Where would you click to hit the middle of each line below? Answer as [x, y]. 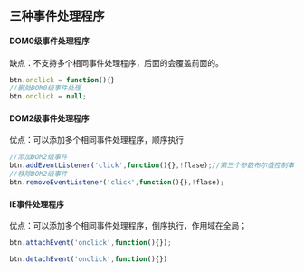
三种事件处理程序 [57, 16]
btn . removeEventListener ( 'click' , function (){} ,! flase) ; [117, 183]
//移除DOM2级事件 [38, 174]
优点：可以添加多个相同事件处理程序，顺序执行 [96, 140]
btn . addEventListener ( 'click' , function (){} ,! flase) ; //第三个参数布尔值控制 [148, 165]
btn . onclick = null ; [48, 97]
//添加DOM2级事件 [38, 157]
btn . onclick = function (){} [62, 80]
